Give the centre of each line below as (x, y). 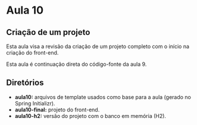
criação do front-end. (32, 53)
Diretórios (25, 83)
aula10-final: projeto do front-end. (57, 110)
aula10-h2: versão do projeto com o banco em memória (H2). (90, 116)
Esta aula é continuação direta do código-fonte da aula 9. (76, 64)
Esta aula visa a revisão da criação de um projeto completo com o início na (98, 46)
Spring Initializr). (35, 103)
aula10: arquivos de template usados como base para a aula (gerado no (103, 97)
